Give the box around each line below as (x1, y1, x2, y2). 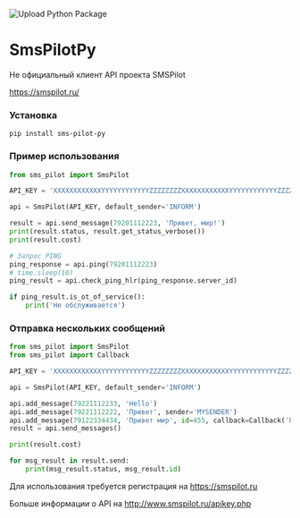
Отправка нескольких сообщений (9, 322, 165, 335)
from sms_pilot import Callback (9, 351, 129, 360)
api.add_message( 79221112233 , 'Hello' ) (9, 399, 158, 408)
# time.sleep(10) (9, 268, 74, 277)
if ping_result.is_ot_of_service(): (9, 293, 146, 301)
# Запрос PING (9, 251, 62, 260)
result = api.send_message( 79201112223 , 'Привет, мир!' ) (9, 219, 226, 228)
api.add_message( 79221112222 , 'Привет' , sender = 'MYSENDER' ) (9, 407, 238, 416)
